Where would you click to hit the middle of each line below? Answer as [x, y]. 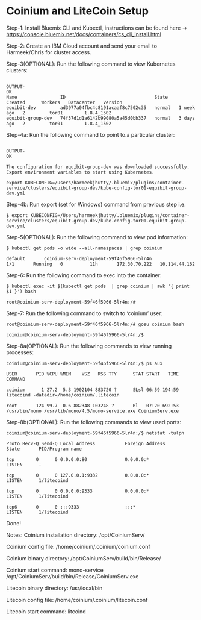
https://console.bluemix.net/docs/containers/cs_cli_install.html [84, 34]
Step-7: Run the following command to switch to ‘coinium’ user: [85, 313]
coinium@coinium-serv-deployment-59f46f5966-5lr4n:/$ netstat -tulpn [95, 433]
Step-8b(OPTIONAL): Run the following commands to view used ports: [94, 422]
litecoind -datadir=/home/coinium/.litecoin [63, 395]
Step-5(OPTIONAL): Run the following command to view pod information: [97, 237]
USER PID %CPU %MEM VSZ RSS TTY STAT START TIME [93, 374]
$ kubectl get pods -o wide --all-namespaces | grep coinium [85, 248]
